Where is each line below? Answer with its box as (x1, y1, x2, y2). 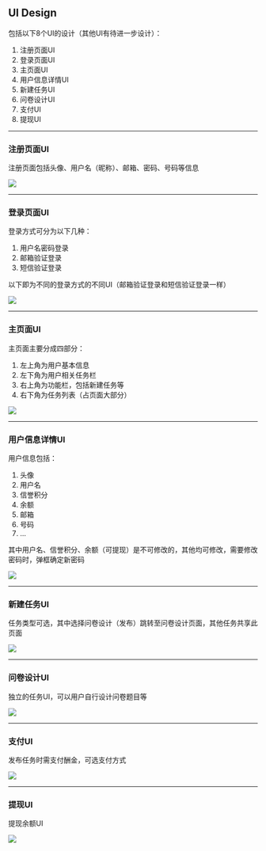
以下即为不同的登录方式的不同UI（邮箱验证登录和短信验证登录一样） (8, 280, 231, 290)
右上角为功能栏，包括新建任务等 (19, 380, 124, 389)
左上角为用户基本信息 (19, 360, 89, 370)
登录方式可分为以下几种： (8, 226, 92, 236)
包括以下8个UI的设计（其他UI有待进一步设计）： (8, 28, 162, 38)
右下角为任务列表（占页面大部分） (19, 389, 131, 399)
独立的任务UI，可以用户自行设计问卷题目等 (8, 692, 148, 701)
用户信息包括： (8, 454, 57, 462)
